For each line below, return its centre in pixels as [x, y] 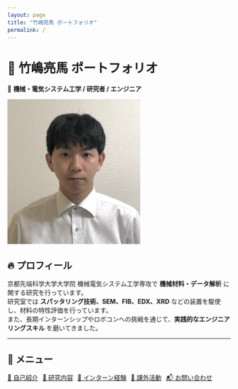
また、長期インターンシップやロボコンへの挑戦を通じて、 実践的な [103, 320]
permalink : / [27, 30]
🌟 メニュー [30, 359]
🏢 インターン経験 [102, 378]
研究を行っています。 [56, 293]
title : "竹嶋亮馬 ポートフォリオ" [52, 22]
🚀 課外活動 [146, 378]
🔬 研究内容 [58, 378]
